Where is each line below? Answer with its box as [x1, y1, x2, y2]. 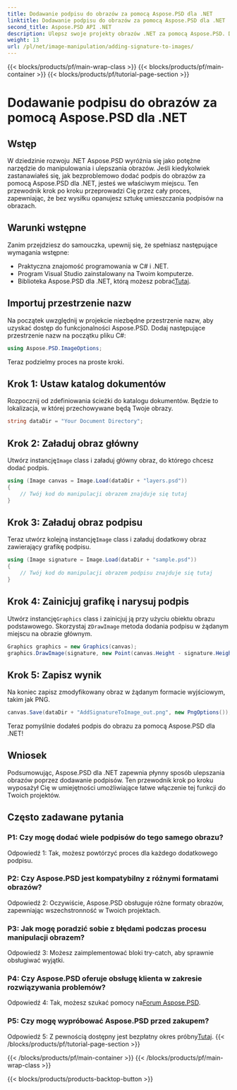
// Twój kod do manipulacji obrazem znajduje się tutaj [20, 490, 188, 498]
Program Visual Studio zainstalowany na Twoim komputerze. [17, 269, 194, 277]
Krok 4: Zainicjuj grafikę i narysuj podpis [7, 596, 189, 608]
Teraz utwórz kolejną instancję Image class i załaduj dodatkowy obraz [7, 535, 207, 544]
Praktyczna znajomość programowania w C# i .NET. [17, 262, 169, 270]
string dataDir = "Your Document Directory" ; [7, 418, 143, 425]
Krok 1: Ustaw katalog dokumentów [7, 378, 166, 390]
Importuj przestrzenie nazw [7, 297, 132, 309]
